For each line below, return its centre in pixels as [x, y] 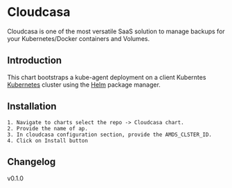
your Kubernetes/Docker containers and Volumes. [79, 38]
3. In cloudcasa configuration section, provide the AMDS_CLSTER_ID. [110, 135]
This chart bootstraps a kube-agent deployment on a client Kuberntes [107, 77]
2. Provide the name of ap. [48, 128]
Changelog [32, 161]
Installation [32, 106]
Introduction [35, 61]
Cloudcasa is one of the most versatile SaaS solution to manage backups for [116, 31]
